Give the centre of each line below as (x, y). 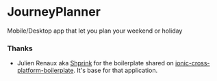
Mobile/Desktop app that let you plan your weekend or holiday (95, 31)
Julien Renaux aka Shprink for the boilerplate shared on (95, 63)
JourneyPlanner (54, 12)
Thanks (20, 48)
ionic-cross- (193, 63)
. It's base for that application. (116, 70)
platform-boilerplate (45, 70)
